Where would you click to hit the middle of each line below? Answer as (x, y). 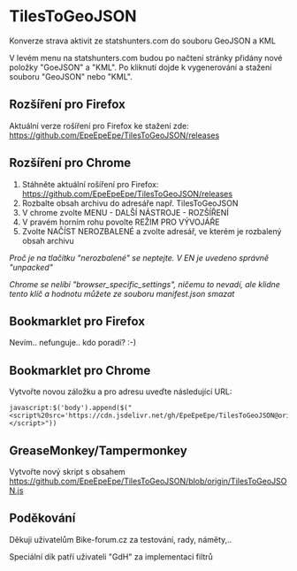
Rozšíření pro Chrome (70, 163)
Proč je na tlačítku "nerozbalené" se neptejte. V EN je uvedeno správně (139, 257)
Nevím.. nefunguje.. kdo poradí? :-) (73, 343)
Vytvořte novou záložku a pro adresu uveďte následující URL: (121, 392)
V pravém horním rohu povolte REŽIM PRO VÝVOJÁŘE (121, 222)
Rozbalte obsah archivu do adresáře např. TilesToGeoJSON (130, 203)
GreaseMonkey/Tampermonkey (98, 450)
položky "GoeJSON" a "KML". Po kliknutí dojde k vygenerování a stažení (141, 67)
